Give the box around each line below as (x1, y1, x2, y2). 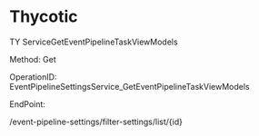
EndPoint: (9, 98, 45, 110)
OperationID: (9, 71, 57, 83)
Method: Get (9, 53, 56, 64)
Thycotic (9, 6, 78, 27)
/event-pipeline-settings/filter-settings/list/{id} (9, 116, 184, 127)
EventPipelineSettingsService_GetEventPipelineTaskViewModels (9, 81, 250, 92)
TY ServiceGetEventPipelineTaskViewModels (9, 36, 179, 47)
